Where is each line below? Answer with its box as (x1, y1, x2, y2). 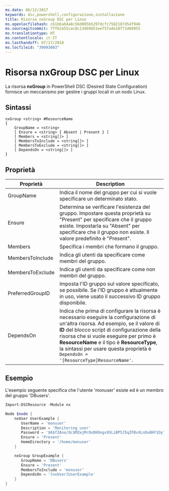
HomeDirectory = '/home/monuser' (21, 440, 92, 445)
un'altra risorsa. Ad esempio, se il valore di (59, 320, 160, 327)
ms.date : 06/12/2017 (5, 7, 49, 13)
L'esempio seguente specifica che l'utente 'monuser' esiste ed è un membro (5, 387, 164, 393)
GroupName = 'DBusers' (21, 458, 69, 463)
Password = (21, 430, 44, 435)
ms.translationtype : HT (5, 31, 55, 36)
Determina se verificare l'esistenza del (59, 204, 150, 211)
